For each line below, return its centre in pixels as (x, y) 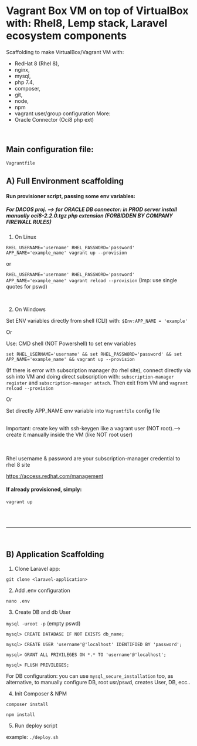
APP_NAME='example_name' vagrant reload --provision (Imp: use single (92, 280)
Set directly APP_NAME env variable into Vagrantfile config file (83, 410)
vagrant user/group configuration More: (62, 113)
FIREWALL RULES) (29, 222)
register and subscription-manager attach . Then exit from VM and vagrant (97, 383)
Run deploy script (36, 725)
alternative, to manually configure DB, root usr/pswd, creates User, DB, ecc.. (98, 682)
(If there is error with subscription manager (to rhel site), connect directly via (98, 370)
